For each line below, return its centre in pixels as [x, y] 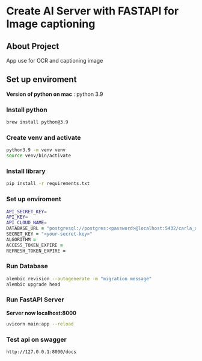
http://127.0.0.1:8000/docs [41, 352]
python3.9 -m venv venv [36, 150]
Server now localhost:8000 [41, 313]
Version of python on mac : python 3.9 [55, 94]
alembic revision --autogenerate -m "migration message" [79, 278]
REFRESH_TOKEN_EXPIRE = [36, 251]
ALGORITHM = [21, 239]
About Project [33, 46]
